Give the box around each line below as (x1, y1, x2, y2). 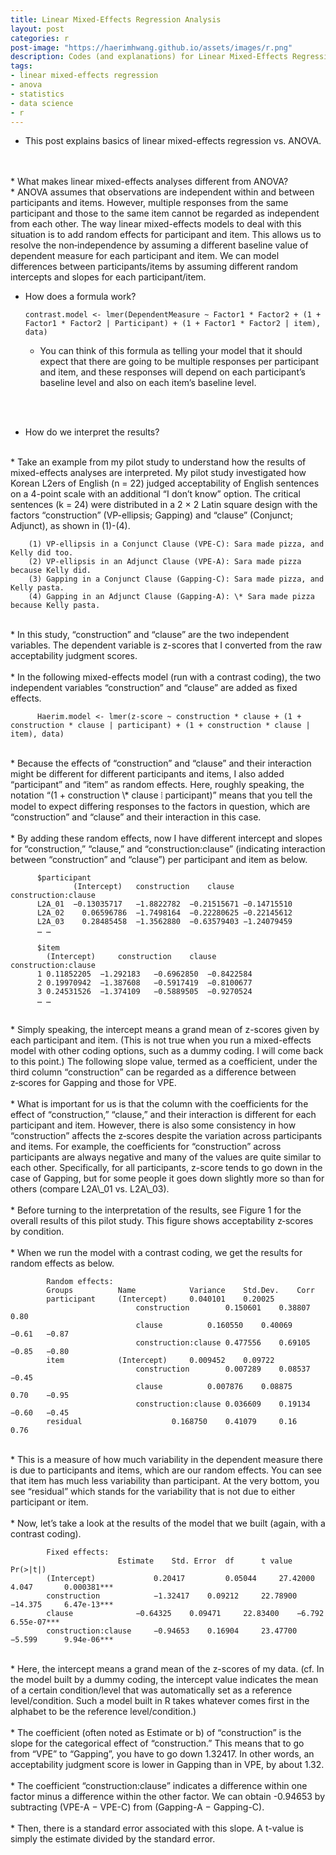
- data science (10, 98, 74, 108)
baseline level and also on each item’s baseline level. (39, 377, 257, 389)
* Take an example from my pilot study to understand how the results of (10, 456, 307, 468)
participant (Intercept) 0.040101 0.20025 (46, 1294, 275, 1305)
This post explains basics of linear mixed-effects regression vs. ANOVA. (24, 135, 322, 147)
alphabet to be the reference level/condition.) (10, 1706, 197, 1718)
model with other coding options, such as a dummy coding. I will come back (10, 1045, 324, 1057)
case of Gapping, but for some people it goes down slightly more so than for (10, 1172, 325, 1185)
